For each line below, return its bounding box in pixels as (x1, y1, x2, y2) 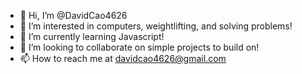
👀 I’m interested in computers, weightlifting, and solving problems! (19, 20, 293, 32)
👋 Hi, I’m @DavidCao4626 (19, 10, 128, 21)
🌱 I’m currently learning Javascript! (19, 31, 165, 42)
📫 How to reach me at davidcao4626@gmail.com (19, 53, 227, 64)
